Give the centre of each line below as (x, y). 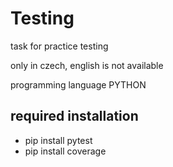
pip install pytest (58, 140)
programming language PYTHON (78, 84)
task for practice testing (59, 46)
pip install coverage (65, 151)
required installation (74, 116)
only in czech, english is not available (87, 65)
